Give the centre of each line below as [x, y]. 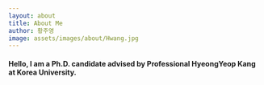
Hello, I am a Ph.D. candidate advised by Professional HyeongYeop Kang [132, 63]
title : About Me [36, 23]
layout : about [32, 16]
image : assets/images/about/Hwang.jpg [73, 38]
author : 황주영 [31, 30]
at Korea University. [42, 72]
